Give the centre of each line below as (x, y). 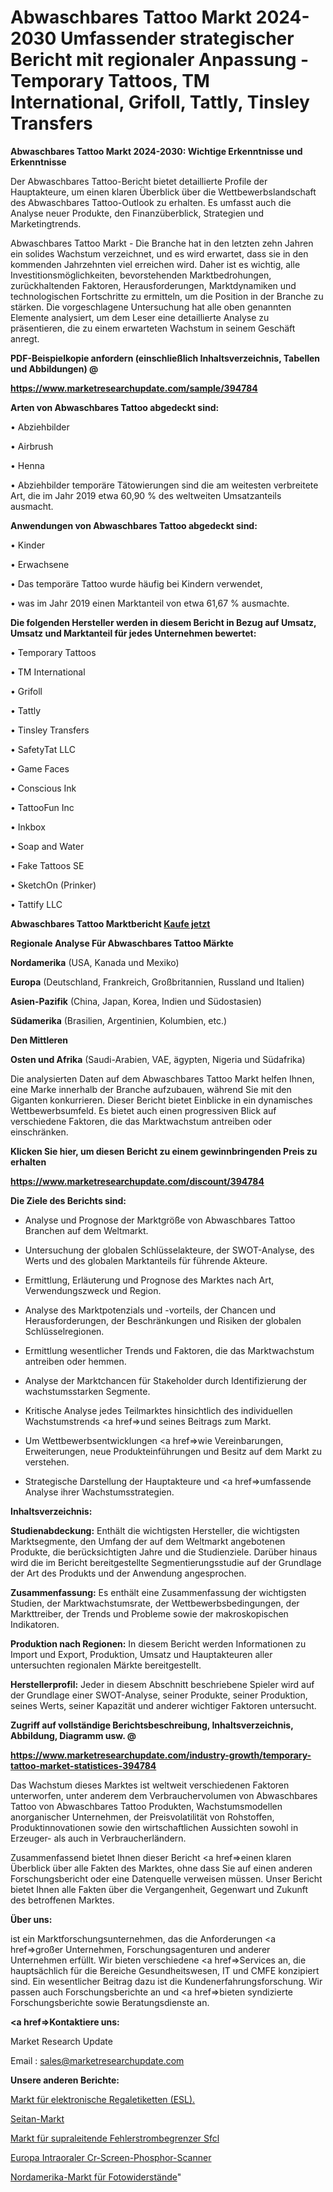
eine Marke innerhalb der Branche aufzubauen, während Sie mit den (151, 1089)
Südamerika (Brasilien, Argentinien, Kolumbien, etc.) (119, 1020)
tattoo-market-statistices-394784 (83, 1765)
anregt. (25, 338)
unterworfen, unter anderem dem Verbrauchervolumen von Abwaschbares (164, 1795)
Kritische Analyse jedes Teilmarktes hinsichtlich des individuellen (158, 1410)
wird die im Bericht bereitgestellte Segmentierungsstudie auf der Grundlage (166, 1562)
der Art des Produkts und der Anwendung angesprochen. (128, 1573)
